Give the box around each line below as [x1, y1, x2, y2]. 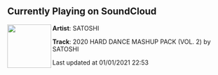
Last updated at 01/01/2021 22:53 [52, 58, 149, 67]
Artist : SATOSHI [52, 24, 100, 32]
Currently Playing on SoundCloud [7, 6, 157, 17]
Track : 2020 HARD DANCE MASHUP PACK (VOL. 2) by [52, 37, 212, 46]
